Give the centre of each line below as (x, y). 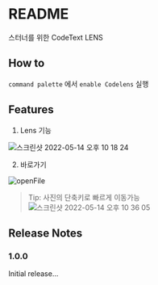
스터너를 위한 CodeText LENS (56, 37)
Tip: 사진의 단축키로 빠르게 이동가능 (84, 197)
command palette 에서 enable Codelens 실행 (79, 84)
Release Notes (46, 233)
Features (31, 110)
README (39, 14)
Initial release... (33, 274)
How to (27, 63)
